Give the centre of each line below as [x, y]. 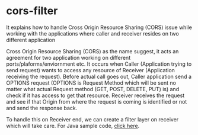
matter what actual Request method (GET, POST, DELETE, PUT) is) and [93, 89]
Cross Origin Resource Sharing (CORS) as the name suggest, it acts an [92, 51]
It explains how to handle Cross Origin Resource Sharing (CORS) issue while [99, 27]
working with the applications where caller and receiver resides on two [92, 33]
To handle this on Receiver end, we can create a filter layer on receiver [92, 119]
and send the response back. [42, 108]
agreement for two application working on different [68, 57]
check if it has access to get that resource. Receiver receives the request [95, 95]
